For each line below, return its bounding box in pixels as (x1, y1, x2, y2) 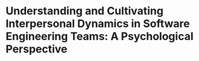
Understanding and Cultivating (5, 4, 164, 18)
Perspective (5, 42, 68, 56)
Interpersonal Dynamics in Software (5, 17, 191, 30)
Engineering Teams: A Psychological (5, 30, 194, 43)
